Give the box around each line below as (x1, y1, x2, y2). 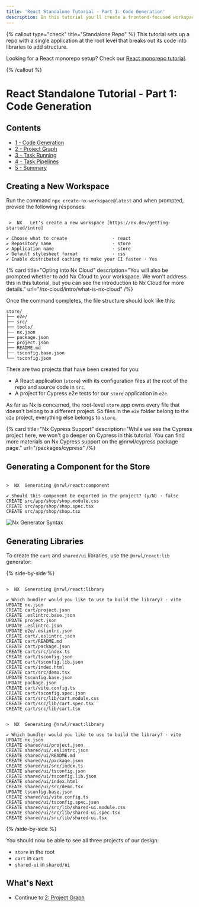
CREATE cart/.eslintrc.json (6, 633, 76, 639)
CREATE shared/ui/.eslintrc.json (6, 747, 89, 753)
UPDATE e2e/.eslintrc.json (6, 627, 73, 634)
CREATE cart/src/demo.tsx (6, 669, 70, 676)
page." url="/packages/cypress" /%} (6, 445, 96, 452)
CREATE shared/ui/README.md (6, 752, 76, 759)
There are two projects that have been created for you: (6, 366, 140, 373)
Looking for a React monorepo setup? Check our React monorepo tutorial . (6, 55, 187, 62)
